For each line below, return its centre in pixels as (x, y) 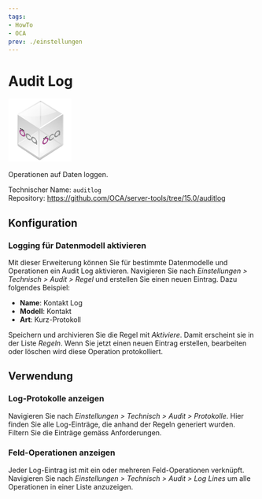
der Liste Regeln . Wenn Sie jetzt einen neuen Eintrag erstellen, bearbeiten (127, 343)
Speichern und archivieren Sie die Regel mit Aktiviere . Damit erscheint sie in (131, 335)
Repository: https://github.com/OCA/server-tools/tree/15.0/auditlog (117, 198)
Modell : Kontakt (46, 311)
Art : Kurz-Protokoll (50, 320)
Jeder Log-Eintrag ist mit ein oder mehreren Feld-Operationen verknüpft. (126, 470)
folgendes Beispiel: (39, 287)
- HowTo (21, 25)
